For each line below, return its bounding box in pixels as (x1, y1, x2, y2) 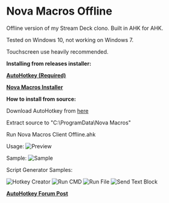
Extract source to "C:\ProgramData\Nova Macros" (6, 119, 131, 126)
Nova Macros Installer (6, 84, 63, 91)
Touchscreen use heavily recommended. (6, 48, 109, 55)
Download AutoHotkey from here (6, 107, 89, 114)
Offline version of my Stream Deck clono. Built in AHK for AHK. (6, 24, 164, 32)
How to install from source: (6, 95, 76, 102)
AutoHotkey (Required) (6, 71, 66, 79)
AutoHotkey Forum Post (6, 190, 69, 197)
